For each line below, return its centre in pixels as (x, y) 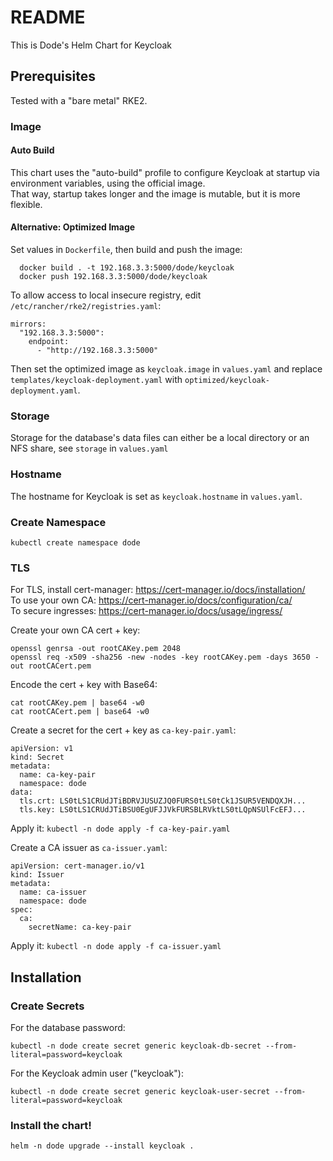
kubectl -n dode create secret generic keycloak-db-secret (136, 1046)
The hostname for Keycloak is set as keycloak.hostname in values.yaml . (156, 496)
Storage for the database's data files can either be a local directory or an (160, 438)
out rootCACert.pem (51, 666)
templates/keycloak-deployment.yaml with (96, 380)
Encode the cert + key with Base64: (84, 685)
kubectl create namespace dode (75, 542)
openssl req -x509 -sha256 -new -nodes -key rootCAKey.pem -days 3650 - (165, 657)
